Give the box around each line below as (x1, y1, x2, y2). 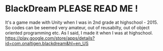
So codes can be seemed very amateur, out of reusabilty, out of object (5, 24, 150, 30)
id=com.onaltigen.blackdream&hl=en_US (5, 40, 88, 46)
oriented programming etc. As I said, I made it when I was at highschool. (5, 30, 153, 36)
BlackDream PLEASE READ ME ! (5, 3, 138, 14)
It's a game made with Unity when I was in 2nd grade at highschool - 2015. (5, 19, 158, 25)
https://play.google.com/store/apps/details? (5, 35, 95, 41)
